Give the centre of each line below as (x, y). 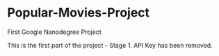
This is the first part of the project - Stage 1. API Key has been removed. (110, 45)
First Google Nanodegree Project (55, 32)
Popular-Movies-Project (79, 13)
